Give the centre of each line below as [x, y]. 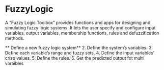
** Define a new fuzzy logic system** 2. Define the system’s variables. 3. [79, 47]
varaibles [14, 63]
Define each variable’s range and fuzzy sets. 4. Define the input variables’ [80, 53]
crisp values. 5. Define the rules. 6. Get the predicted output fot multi [74, 58]
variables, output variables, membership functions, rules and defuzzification [82, 33]
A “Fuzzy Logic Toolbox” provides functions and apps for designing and [78, 23]
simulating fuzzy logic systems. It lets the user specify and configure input [80, 27]
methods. [15, 38]
